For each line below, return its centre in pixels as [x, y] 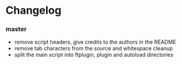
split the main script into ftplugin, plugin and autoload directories [94, 55]
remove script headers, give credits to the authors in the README [95, 42]
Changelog [34, 10]
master [16, 29]
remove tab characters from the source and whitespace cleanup [93, 48]
